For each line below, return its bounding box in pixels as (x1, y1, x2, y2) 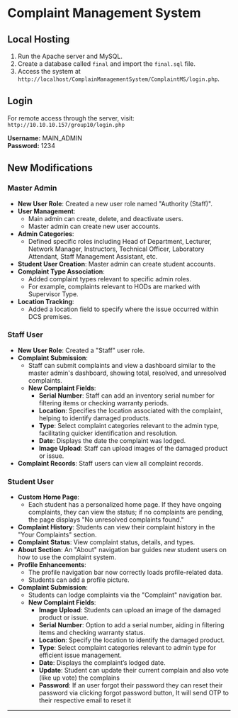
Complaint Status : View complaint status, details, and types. (17, 538, 195, 546)
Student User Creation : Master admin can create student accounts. (17, 259, 216, 268)
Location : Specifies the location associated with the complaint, (38, 406, 223, 415)
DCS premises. (28, 312, 72, 320)
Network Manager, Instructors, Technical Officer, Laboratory (28, 245, 205, 253)
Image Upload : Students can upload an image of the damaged (38, 606, 221, 615)
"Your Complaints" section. (17, 530, 97, 539)
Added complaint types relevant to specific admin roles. (28, 274, 191, 283)
